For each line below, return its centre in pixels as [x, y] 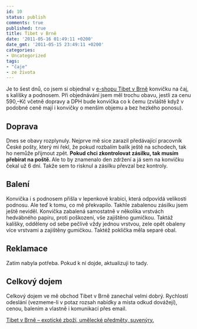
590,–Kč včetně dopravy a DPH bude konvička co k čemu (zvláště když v [95, 102]
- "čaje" [17, 67]
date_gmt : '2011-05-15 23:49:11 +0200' [55, 45]
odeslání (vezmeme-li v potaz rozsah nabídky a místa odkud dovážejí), [92, 302]
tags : [13, 61]
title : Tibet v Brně [32, 34]
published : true [26, 28]
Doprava [22, 126]
